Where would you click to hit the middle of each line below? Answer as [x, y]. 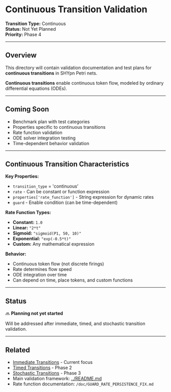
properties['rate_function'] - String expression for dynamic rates [83, 197]
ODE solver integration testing [44, 138]
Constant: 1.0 [27, 222]
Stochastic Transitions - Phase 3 [47, 373]
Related [18, 350]
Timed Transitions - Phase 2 [42, 367]
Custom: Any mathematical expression [53, 244]
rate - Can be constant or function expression [61, 192]
